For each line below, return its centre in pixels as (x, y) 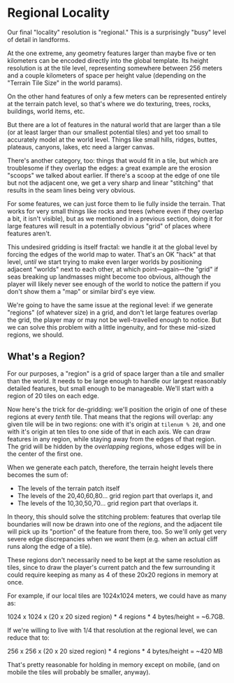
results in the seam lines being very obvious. (72, 190)
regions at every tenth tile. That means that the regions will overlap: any (110, 416)
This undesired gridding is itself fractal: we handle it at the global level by (112, 247)
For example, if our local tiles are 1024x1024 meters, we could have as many (117, 596)
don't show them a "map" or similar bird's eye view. (81, 291)
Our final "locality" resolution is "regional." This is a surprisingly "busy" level (117, 32)
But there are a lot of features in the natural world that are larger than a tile (114, 124)
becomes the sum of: (38, 475)
